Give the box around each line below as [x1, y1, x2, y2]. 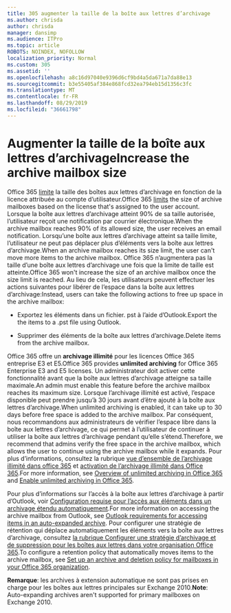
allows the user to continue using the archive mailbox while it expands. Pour [7, 447, 222, 455]
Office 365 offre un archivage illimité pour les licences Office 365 [7, 352, 195, 360]
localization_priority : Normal [7, 55, 97, 62]
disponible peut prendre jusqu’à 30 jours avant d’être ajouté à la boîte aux [7, 396, 215, 404]
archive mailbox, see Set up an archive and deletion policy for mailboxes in [7, 555, 219, 563]
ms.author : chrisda [7, 17, 63, 23]
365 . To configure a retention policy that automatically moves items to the [7, 548, 214, 556]
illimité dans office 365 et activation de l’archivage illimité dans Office [7, 462, 203, 470]
